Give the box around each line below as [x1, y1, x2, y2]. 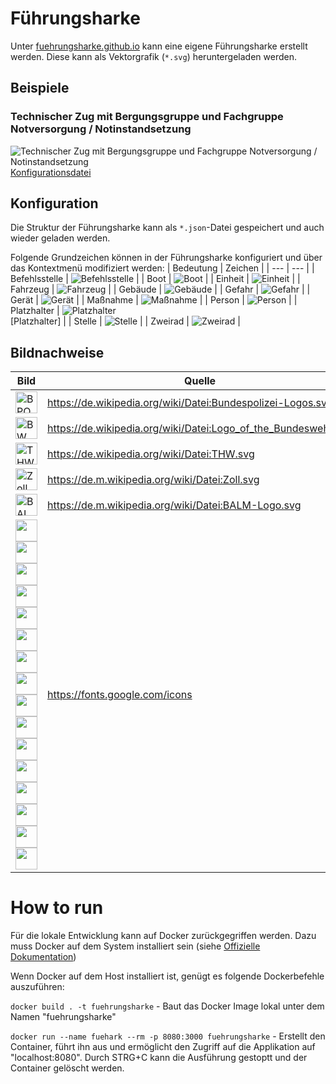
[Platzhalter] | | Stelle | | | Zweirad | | [10, 315, 241, 327]
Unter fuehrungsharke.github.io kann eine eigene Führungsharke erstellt [10, 40, 308, 52]
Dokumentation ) [10, 951, 77, 963]
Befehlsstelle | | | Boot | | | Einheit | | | [10, 273, 301, 285]
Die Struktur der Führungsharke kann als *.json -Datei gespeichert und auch [10, 222, 325, 234]
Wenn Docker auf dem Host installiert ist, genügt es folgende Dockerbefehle [10, 970, 325, 982]
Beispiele [10, 80, 70, 97]
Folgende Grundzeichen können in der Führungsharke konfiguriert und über [10, 252, 323, 264]
